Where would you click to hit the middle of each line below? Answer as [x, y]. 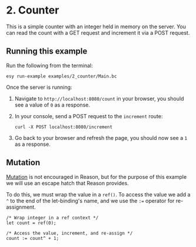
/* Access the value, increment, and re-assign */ [69, 233]
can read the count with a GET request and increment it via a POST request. [98, 32]
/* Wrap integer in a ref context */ [52, 218]
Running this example [47, 51]
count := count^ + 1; [33, 238]
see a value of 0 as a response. [52, 105]
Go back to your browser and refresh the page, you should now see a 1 [101, 138]
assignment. [21, 207]
